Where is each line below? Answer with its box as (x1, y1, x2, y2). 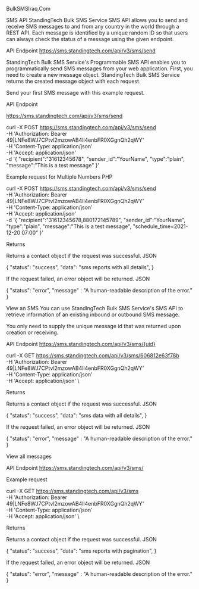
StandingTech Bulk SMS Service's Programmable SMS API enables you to (6, 59, 187, 66)
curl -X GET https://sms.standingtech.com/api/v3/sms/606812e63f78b (6, 352, 179, 359)
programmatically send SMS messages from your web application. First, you (6, 65, 193, 72)
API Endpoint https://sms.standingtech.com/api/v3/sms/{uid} (6, 341, 156, 347)
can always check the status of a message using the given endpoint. (6, 36, 174, 42)
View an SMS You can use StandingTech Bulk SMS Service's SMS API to (6, 305, 184, 311)
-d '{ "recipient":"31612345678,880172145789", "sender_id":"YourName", (6, 217, 186, 223)
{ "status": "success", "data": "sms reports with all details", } (6, 264, 154, 270)
